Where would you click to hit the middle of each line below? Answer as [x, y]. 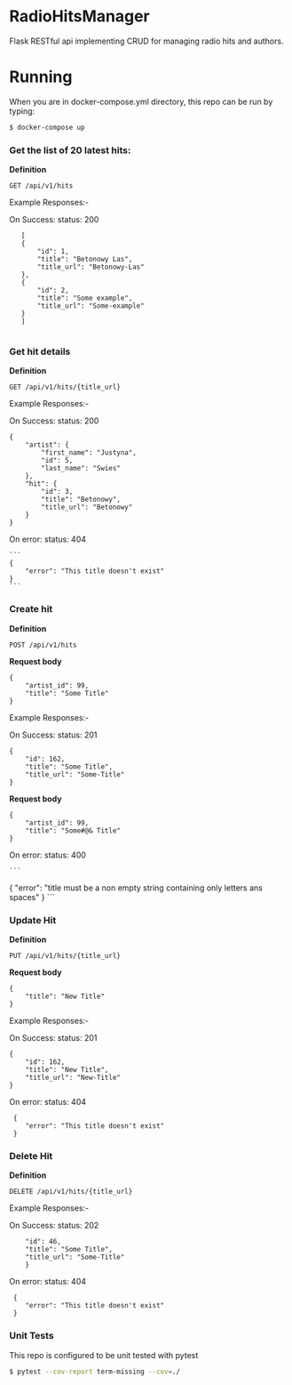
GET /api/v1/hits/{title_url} [65, 387]
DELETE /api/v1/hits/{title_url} [71, 1192]
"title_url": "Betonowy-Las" [91, 267]
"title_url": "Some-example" [91, 306]
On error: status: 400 [48, 855]
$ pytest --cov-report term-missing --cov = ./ [95, 1372]
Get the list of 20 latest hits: [70, 150]
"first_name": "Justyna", [89, 453]
